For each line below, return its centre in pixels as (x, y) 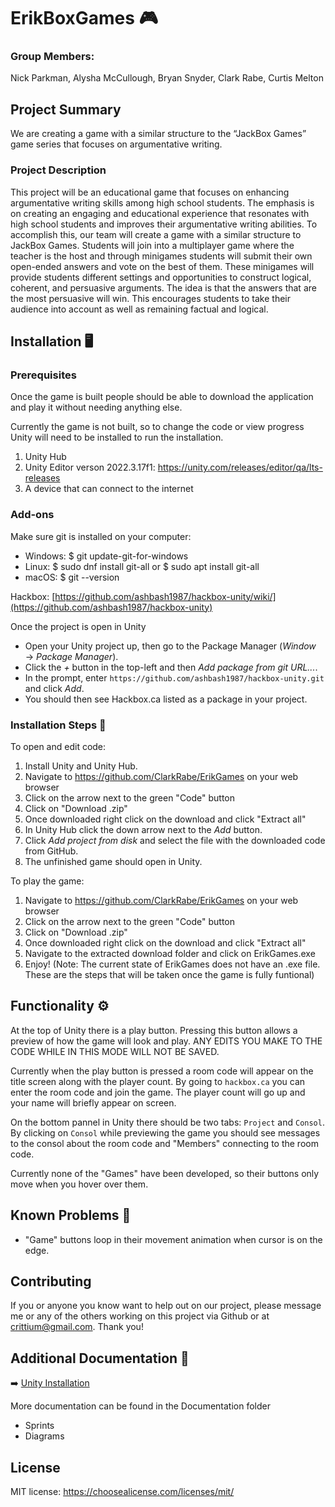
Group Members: (52, 57)
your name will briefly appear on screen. (93, 1102)
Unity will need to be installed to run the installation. (117, 437)
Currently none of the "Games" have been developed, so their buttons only (165, 1173)
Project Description (58, 170)
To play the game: (47, 881)
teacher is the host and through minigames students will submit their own (161, 256)
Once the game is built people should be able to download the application (162, 397)
